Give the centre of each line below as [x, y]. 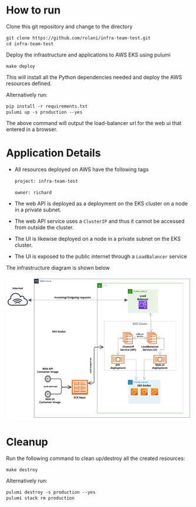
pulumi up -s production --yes [44, 112]
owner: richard [33, 192]
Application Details [53, 153]
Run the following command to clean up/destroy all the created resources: [96, 458]
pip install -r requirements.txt [47, 106]
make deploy [21, 66]
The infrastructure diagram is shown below [58, 267]
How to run [33, 10]
